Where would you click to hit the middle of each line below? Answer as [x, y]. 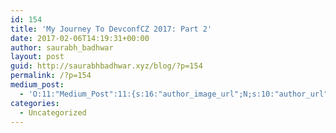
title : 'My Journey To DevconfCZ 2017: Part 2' [111, 29]
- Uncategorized [53, 112]
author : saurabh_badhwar [62, 47]
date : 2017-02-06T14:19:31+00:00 [80, 38]
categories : [35, 103]
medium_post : [37, 85]
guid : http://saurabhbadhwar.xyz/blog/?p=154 [106, 66]
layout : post [37, 57]
